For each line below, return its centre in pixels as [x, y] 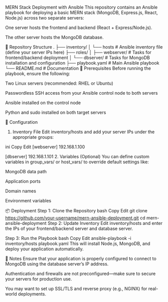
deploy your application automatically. [44, 249]
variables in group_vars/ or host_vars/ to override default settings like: [77, 162]
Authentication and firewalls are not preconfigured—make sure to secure [80, 273]
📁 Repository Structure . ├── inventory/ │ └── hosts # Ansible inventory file [84, 47]
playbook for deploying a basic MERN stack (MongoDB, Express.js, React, [81, 13]
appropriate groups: [33, 137]
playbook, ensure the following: [38, 74]
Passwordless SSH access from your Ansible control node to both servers [81, 93]
